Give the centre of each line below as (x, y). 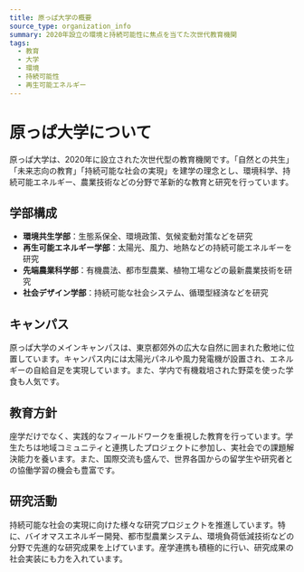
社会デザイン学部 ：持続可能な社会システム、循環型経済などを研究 (145, 293)
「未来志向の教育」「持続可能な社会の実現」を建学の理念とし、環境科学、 (146, 170)
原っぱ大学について (81, 132)
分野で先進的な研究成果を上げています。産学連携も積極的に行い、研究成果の (152, 547)
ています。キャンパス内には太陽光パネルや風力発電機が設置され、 (147, 359)
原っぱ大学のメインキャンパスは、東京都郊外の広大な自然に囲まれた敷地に (148, 348)
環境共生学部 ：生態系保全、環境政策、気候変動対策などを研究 (138, 237)
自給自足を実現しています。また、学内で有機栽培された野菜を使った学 (163, 370)
